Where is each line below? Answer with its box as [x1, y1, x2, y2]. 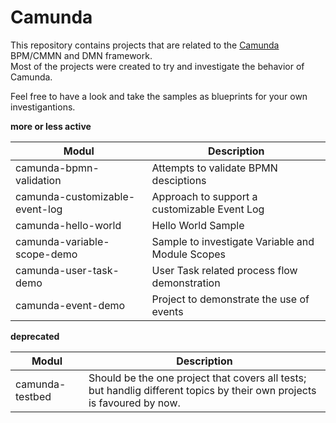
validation [15, 173, 62, 187]
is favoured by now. [88, 396, 181, 410]
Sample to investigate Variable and [151, 234, 315, 248]
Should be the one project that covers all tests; [88, 371, 307, 385]
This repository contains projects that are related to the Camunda [10, 39, 280, 51]
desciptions [151, 173, 207, 187]
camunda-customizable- [15, 189, 136, 203]
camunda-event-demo [15, 298, 126, 312]
